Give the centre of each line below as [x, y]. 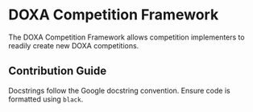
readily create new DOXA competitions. [74, 45]
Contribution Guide [58, 71]
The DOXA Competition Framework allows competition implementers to [126, 37]
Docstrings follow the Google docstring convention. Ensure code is [120, 90]
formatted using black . [46, 99]
